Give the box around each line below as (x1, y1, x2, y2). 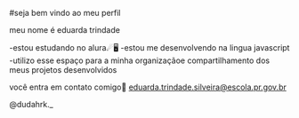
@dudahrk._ (9, 99, 53, 109)
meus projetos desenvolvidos (9, 65, 117, 75)
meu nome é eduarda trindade (9, 25, 120, 35)
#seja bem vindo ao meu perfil (9, 8, 121, 18)
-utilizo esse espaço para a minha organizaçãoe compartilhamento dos (9, 55, 270, 66)
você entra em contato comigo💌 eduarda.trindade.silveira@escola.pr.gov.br (9, 82, 287, 92)
